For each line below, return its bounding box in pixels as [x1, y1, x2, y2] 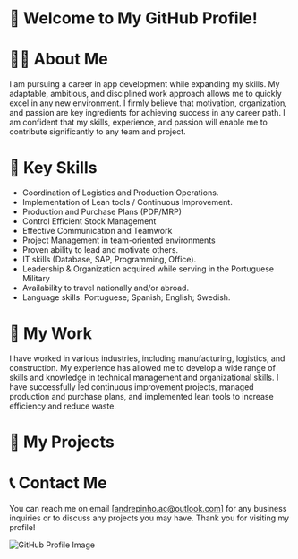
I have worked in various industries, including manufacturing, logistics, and [9, 353, 285, 364]
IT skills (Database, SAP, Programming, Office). [21, 254, 197, 265]
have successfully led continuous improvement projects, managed [9, 382, 254, 392]
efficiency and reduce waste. [9, 400, 116, 411]
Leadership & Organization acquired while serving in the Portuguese [21, 263, 275, 274]
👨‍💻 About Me [9, 49, 109, 70]
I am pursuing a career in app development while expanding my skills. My [9, 79, 280, 90]
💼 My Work [9, 323, 92, 344]
